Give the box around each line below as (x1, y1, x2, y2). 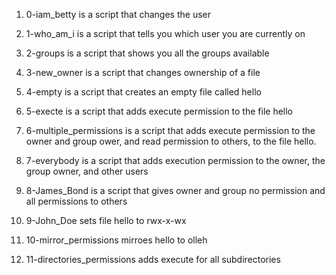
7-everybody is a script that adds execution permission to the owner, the (25, 155, 326, 166)
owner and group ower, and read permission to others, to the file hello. (25, 135, 317, 147)
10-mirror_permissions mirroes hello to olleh (25, 234, 208, 246)
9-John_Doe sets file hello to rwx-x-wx (25, 215, 187, 226)
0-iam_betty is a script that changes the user (25, 9, 211, 20)
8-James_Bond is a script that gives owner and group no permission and (25, 185, 326, 196)
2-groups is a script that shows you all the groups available (25, 47, 270, 59)
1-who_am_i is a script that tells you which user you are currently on (25, 28, 306, 39)
